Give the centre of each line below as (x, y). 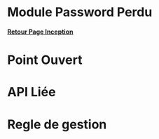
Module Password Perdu (80, 12)
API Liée (32, 92)
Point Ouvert (45, 60)
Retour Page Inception (40, 32)
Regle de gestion (57, 124)
